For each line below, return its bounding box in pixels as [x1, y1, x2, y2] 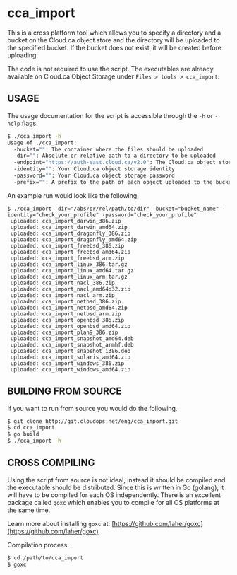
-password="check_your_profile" [102, 211, 197, 219]
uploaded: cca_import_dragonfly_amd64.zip [10, 236, 138, 243]
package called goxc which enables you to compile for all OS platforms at [7, 498, 220, 506]
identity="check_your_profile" [7, 211, 99, 219]
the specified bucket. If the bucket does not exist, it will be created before [7, 43, 222, 52]
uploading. [7, 51, 39, 59]
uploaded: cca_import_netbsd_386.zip [10, 298, 121, 305]
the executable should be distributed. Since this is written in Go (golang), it [7, 483, 224, 492]
